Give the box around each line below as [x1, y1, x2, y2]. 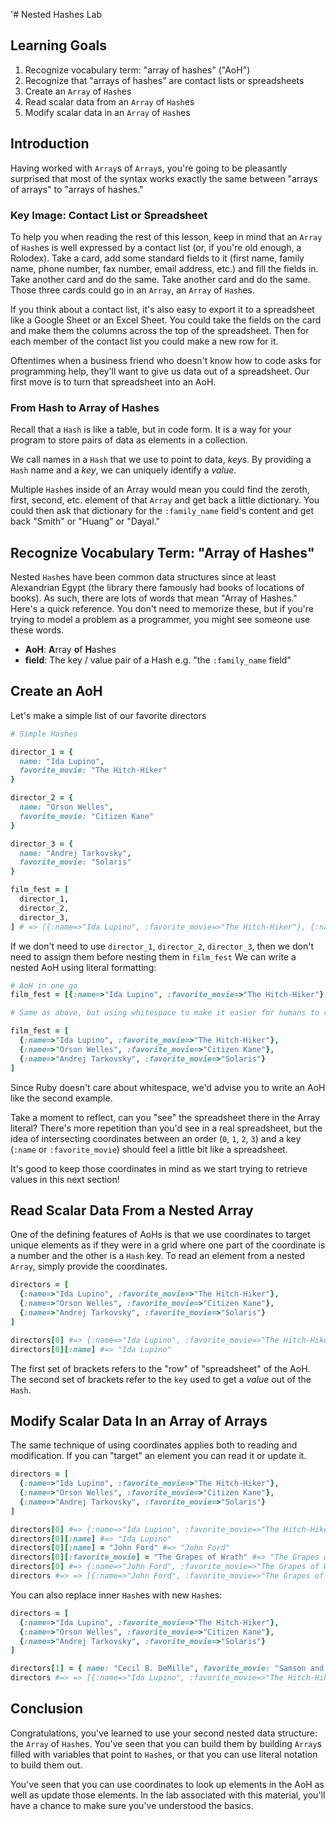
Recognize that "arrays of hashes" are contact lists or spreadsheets [24, 74, 305, 86]
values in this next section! [10, 1173, 120, 1185]
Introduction [10, 135, 90, 153]
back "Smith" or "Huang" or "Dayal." [10, 515, 160, 528]
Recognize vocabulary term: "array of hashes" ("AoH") [24, 64, 251, 76]
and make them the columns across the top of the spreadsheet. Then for [10, 324, 310, 336]
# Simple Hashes [10, 729, 78, 739]
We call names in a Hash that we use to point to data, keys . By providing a [10, 454, 312, 466]
